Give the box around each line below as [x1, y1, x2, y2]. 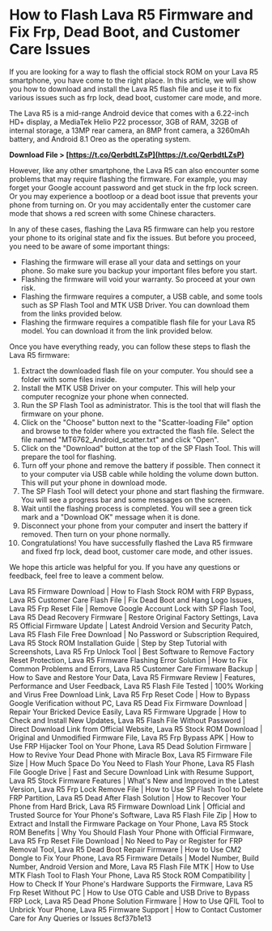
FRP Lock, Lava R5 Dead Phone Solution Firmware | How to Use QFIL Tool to [9, 896, 265, 906]
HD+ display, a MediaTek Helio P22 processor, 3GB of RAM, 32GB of [9, 117, 238, 126]
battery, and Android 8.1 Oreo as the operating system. [9, 134, 191, 143]
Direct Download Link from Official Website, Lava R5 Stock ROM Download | [9, 724, 263, 733]
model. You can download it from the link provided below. [20, 325, 213, 335]
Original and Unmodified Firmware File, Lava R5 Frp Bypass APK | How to [9, 733, 254, 742]
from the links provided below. [20, 308, 122, 318]
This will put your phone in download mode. [20, 478, 168, 487]
